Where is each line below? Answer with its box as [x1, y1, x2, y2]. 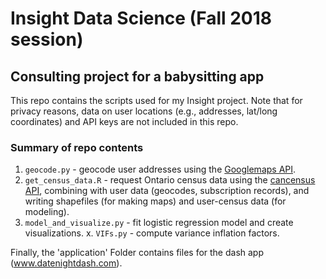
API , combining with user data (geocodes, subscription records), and [24, 185, 310, 197]
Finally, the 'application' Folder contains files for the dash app [10, 247, 265, 259]
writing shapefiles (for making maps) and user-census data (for [24, 195, 287, 207]
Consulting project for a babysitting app [10, 68, 265, 85]
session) [10, 28, 84, 51]
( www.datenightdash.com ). [10, 257, 123, 269]
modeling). [24, 206, 70, 218]
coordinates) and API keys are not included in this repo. [10, 116, 239, 127]
